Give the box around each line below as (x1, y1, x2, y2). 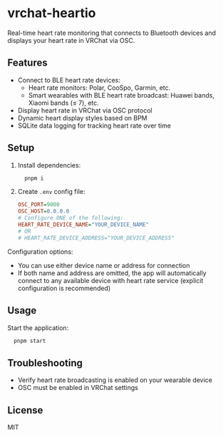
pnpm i (24, 175, 44, 182)
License (7, 404, 43, 416)
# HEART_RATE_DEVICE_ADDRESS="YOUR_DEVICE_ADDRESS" (17, 234, 175, 242)
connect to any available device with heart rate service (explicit (17, 276, 204, 284)
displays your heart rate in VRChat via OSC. (7, 36, 135, 44)
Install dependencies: (17, 160, 81, 169)
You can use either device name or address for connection (17, 261, 190, 269)
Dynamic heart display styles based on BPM (17, 113, 147, 122)
